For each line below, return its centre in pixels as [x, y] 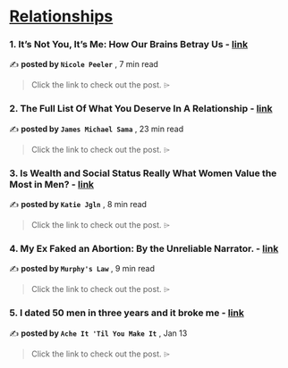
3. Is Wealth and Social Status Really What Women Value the [143, 173]
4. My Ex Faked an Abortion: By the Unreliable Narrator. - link [144, 249]
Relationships [61, 17]
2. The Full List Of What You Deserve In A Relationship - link [141, 109]
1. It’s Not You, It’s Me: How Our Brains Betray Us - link [129, 45]
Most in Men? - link [52, 184]
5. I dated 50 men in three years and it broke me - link [127, 313]
